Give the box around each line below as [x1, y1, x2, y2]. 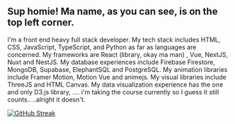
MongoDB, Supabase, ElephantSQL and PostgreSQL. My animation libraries [7, 65, 228, 73]
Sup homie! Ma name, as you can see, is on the [7, 6, 218, 18]
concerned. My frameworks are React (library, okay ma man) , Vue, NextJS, [7, 50, 229, 58]
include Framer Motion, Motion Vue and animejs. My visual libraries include [7, 73, 227, 81]
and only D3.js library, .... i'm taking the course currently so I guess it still [7, 87, 219, 96]
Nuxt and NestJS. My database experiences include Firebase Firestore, [7, 58, 216, 66]
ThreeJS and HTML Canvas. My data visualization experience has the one [7, 80, 224, 89]
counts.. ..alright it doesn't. [7, 95, 86, 104]
